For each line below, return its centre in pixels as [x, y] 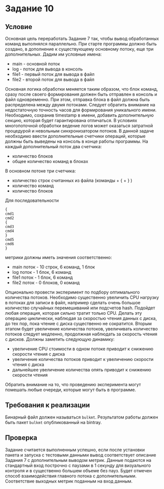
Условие [19, 27]
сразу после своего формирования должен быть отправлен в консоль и [81, 94]
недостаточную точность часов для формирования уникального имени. [81, 110]
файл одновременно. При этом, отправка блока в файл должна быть [78, 99]
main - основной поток [36, 64]
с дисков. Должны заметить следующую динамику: [60, 339]
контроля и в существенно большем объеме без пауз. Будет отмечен [79, 470]
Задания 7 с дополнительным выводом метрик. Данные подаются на [78, 460]
